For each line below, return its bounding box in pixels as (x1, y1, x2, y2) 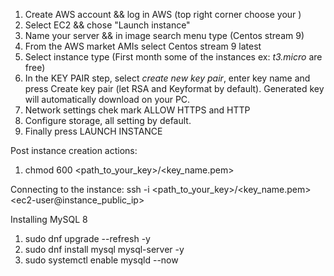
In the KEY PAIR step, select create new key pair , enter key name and (24, 72, 311, 84)
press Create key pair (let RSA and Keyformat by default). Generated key (24, 83, 325, 94)
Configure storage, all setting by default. (24, 115, 192, 126)
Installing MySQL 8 (10, 214, 88, 225)
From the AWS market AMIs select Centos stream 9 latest (24, 40, 262, 52)
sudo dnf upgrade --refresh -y (24, 233, 151, 244)
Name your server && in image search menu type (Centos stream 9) (24, 30, 305, 41)
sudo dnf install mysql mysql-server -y (24, 244, 185, 255)
